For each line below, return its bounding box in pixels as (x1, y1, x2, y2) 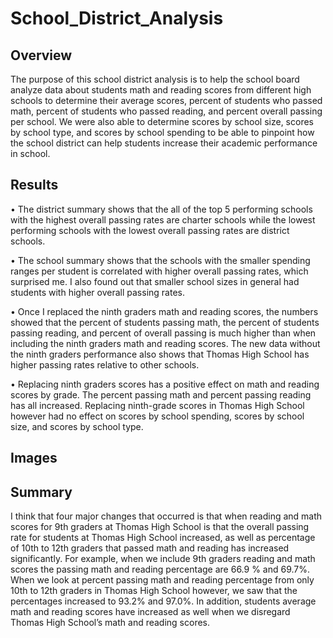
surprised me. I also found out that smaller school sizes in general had (10, 275, 300, 287)
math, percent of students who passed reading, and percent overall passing (10, 105, 323, 117)
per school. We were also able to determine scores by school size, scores (10, 116, 314, 127)
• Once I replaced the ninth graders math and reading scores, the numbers (10, 305, 319, 317)
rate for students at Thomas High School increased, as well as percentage (10, 532, 316, 544)
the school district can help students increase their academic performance (10, 137, 318, 149)
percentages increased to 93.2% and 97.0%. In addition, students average (10, 595, 317, 607)
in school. (10, 148, 51, 159)
